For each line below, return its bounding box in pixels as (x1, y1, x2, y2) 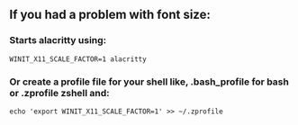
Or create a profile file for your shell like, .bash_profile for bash (9, 76, 290, 88)
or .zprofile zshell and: (9, 86, 110, 99)
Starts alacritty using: (9, 34, 107, 47)
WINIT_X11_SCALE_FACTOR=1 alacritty (9, 54, 147, 64)
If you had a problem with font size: (9, 7, 212, 22)
